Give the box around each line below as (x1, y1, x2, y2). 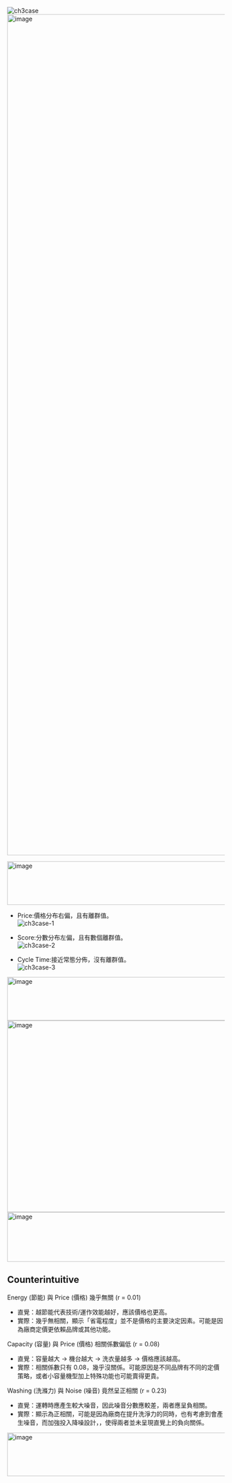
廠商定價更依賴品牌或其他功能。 (23, 1325, 115, 1333)
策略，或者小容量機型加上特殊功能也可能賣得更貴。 (17, 1371, 163, 1380)
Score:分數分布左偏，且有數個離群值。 (17, 933, 127, 942)
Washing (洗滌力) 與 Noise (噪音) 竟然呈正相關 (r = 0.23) (7, 1386, 167, 1395)
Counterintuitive (7, 1274, 79, 1286)
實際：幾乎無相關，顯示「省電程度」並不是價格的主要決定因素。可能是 (17, 1316, 217, 1325)
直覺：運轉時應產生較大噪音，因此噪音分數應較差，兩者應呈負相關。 (17, 1401, 211, 1409)
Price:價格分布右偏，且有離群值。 (17, 911, 113, 920)
